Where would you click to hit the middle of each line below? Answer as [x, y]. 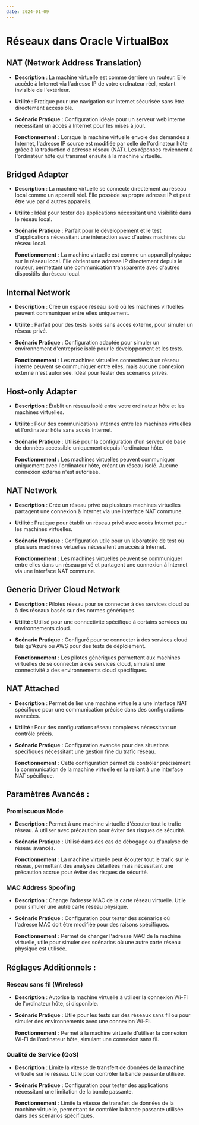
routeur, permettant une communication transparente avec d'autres [97, 267]
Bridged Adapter [37, 175]
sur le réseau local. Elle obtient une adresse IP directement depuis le [99, 261]
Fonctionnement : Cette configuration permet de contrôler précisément [102, 763]
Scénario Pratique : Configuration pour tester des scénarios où [92, 918]
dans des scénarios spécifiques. [54, 1116]
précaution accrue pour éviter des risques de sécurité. [81, 872]
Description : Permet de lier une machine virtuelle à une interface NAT [101, 703]
